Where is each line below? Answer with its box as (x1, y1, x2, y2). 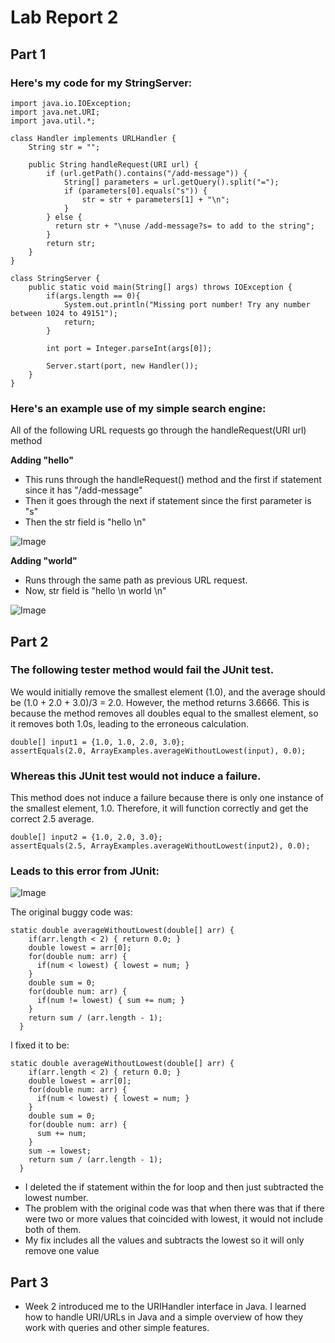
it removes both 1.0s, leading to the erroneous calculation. (10, 717, 250, 730)
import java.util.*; (10, 116, 97, 126)
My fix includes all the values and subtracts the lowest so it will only (24, 1234, 305, 1246)
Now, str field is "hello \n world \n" (24, 585, 167, 597)
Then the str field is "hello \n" (24, 516, 147, 528)
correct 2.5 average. (10, 813, 95, 825)
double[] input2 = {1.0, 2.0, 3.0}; (10, 832, 163, 843)
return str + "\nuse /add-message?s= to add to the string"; (54, 221, 315, 231)
